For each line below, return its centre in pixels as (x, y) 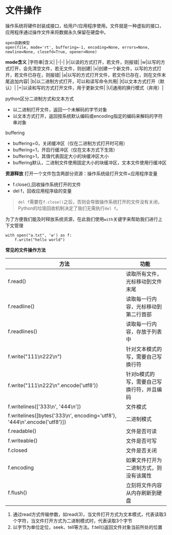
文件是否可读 (141, 431)
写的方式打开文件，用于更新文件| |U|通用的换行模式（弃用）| (100, 87)
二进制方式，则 (144, 468)
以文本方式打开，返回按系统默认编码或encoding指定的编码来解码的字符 (88, 116)
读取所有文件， (144, 274)
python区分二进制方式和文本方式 (40, 99)
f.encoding (21, 467)
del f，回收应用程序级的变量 (42, 191)
